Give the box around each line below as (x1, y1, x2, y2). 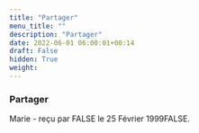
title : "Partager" (9, 13, 78, 22)
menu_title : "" (9, 22, 67, 31)
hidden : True (9, 55, 59, 64)
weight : (9, 64, 39, 73)
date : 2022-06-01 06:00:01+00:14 (9, 38, 135, 48)
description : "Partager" (9, 30, 103, 39)
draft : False (9, 47, 59, 56)
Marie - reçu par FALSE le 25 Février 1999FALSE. (9, 113, 191, 124)
